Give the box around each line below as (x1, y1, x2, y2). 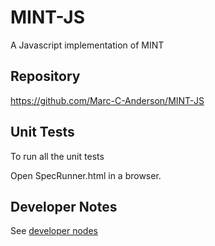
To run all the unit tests (10, 150, 105, 162)
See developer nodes (10, 225, 98, 237)
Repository (10, 68, 81, 85)
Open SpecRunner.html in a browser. (10, 169, 162, 181)
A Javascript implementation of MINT (10, 39, 165, 51)
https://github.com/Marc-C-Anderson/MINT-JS (10, 94, 205, 106)
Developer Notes (10, 198, 118, 215)
